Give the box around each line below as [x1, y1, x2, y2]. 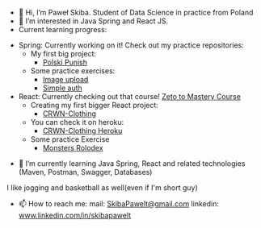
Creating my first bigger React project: [30, 101, 158, 110]
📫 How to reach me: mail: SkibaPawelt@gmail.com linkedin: [18, 199, 219, 209]
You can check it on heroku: [30, 118, 124, 126]
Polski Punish [42, 57, 87, 67]
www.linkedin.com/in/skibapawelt [18, 210, 132, 220]
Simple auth [42, 83, 83, 93]
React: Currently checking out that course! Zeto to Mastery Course [18, 92, 241, 101]
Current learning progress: [18, 25, 107, 34]
